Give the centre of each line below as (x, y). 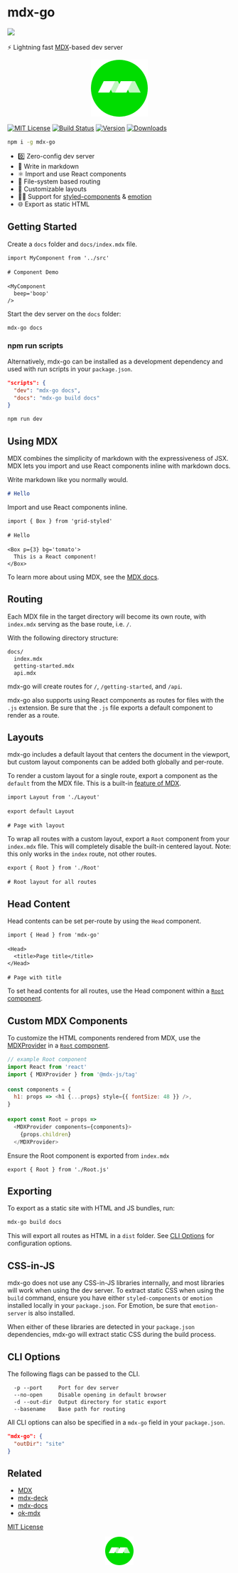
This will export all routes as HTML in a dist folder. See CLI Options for (111, 1236)
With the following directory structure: (63, 638)
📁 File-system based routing (59, 181)
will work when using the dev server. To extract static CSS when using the (116, 1291)
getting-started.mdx (44, 666)
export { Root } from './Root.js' (59, 1169)
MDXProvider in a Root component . (59, 1045)
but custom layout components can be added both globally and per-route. (115, 762)
